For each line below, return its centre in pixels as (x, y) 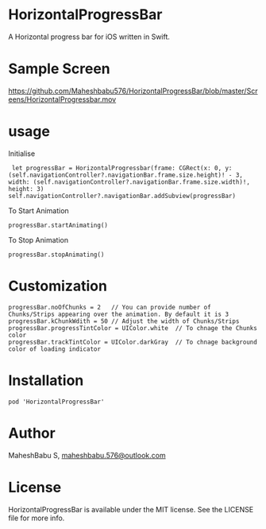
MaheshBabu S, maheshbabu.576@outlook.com (87, 455)
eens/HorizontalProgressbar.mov (62, 99)
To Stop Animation (39, 239)
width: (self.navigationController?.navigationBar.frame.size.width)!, (129, 182)
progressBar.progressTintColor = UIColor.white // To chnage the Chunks (133, 328)
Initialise (22, 154)
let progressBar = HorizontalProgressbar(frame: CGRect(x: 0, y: (122, 168)
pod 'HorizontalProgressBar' (56, 402)
